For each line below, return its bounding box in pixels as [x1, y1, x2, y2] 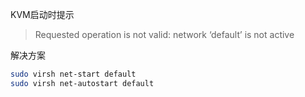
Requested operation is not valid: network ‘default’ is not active [34, 29, 295, 40]
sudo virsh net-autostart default [10, 78, 155, 88]
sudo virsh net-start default [10, 69, 137, 79]
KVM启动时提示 [10, 9, 75, 20]
